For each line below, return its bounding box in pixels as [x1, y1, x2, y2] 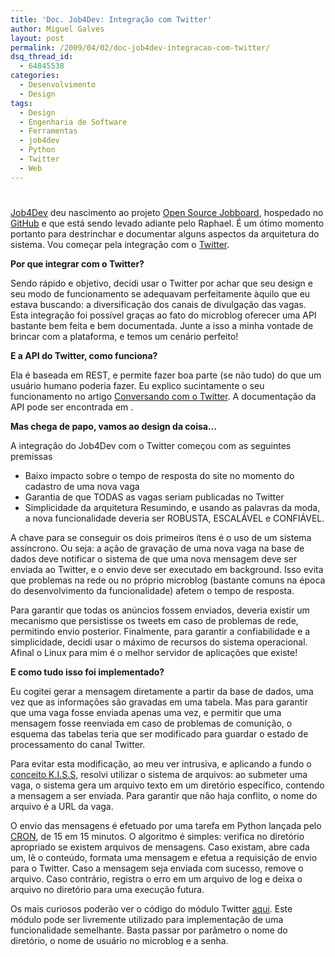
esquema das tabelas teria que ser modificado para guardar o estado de [10, 727, 309, 740]
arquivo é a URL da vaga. [10, 800, 114, 812]
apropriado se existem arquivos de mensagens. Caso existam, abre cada [10, 841, 310, 853]
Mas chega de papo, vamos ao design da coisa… [10, 420, 217, 432]
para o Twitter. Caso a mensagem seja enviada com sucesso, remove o [10, 862, 304, 874]
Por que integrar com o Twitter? [10, 257, 145, 270]
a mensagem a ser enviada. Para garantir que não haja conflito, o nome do [10, 789, 318, 801]
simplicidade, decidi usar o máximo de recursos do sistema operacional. [10, 636, 308, 648]
